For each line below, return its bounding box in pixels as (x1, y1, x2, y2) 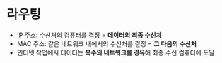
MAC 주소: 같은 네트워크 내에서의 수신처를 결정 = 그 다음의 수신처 (16, 39, 197, 48)
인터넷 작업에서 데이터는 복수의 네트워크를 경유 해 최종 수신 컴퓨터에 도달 (16, 48, 215, 57)
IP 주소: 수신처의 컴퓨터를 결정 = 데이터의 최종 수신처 (16, 31, 162, 39)
